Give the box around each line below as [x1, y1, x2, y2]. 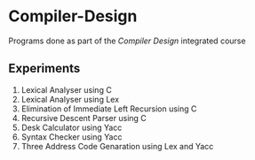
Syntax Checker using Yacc [20, 131, 123, 142]
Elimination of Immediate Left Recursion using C [20, 103, 197, 114]
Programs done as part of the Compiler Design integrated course [8, 35, 246, 46]
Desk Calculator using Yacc [20, 122, 123, 133]
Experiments [8, 61, 81, 76]
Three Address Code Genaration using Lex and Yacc [20, 141, 214, 151]
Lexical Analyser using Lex [20, 94, 120, 104]
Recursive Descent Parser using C [20, 112, 147, 123]
